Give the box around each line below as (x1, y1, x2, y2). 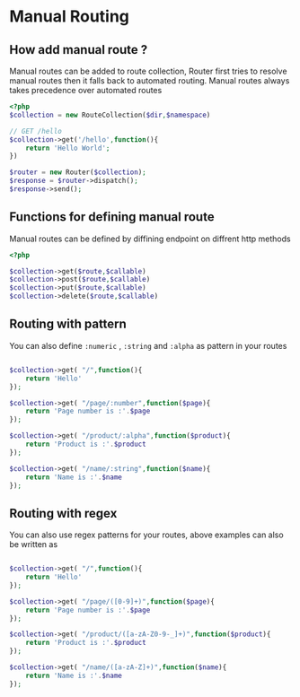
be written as (9, 539, 58, 550)
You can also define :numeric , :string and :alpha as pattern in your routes (9, 340, 287, 351)
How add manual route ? (9, 42, 148, 57)
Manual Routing (9, 6, 130, 27)
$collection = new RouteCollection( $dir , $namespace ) (9, 110, 211, 119)
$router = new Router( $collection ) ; (9, 168, 146, 177)
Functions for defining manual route (9, 209, 215, 225)
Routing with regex (9, 505, 118, 521)
